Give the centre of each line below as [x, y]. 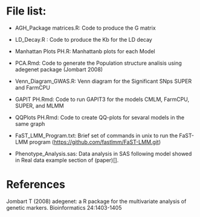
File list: [26, 11]
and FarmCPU [32, 87]
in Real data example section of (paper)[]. [67, 160]
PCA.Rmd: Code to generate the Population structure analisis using [98, 63]
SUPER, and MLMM [40, 105]
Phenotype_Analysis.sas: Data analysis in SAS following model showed [103, 154]
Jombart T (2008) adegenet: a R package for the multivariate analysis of [96, 201]
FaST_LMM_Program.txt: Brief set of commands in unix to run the [96, 135]
